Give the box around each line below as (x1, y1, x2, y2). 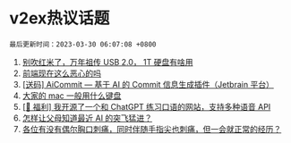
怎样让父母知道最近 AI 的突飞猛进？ (21, 113, 153, 123)
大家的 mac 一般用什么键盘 (21, 90, 122, 101)
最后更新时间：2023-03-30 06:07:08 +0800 (9, 39, 157, 49)
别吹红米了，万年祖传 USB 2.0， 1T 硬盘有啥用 (21, 56, 193, 67)
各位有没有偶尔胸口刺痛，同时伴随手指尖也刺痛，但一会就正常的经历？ (21, 123, 282, 134)
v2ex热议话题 (9, 8, 110, 29)
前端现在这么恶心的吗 (21, 68, 101, 79)
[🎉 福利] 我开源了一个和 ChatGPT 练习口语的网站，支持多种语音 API (21, 101, 271, 112)
